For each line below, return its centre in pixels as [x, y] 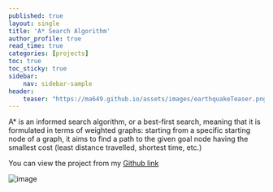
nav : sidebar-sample [58, 83]
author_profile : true [45, 38]
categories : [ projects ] [49, 53]
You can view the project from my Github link [84, 164]
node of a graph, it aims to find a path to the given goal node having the [128, 139]
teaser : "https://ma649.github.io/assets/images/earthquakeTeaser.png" [147, 99]
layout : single [34, 23]
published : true [36, 16]
